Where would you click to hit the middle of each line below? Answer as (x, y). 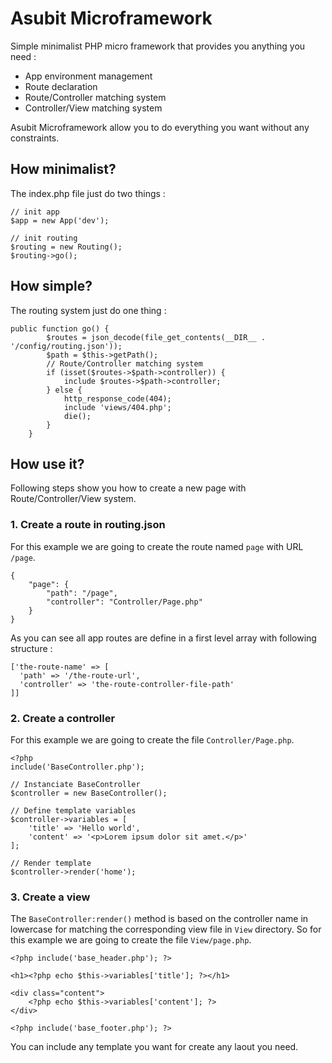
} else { (64, 390)
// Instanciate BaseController (75, 784)
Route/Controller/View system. (73, 499)
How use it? (47, 463)
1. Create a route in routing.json (88, 525)
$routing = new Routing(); (66, 247)
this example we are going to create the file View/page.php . (131, 940)
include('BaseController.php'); (77, 767)
